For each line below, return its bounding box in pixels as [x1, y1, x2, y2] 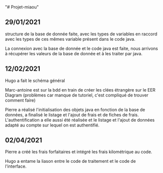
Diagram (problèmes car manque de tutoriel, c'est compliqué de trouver [5, 92, 149, 98]
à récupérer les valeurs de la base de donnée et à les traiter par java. [5, 50, 143, 56]
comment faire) [5, 97, 36, 103]
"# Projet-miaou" [5, 4, 39, 10]
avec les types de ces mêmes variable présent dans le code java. [5, 36, 136, 42]
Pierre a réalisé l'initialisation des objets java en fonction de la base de [5, 107, 146, 112]
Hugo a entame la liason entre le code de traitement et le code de [5, 158, 136, 164]
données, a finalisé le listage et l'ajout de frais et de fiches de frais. [5, 111, 139, 118]
